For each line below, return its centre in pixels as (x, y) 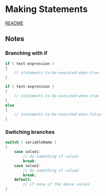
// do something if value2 (51, 170)
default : (23, 180)
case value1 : (28, 152)
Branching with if (26, 53)
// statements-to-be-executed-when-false (57, 115)
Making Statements (47, 9)
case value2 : (28, 166)
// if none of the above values (57, 184)
